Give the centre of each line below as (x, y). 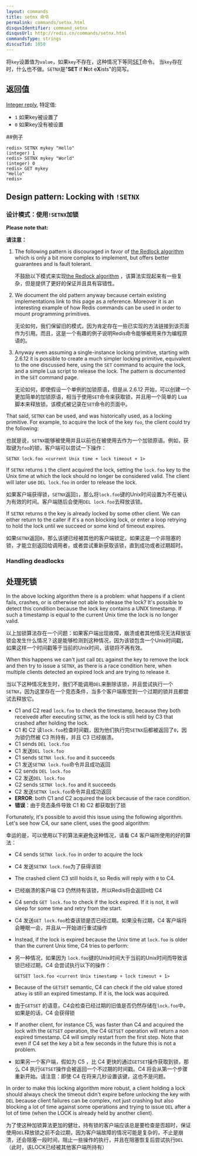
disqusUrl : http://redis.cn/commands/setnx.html (67, 33)
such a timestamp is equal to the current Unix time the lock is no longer (92, 615)
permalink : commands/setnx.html (45, 22)
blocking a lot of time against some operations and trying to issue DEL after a (98, 1107)
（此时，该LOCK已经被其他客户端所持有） (57, 1147)
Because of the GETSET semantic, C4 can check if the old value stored (98, 988)
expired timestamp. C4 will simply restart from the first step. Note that (99, 1037)
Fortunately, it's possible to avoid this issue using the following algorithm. (94, 817)
